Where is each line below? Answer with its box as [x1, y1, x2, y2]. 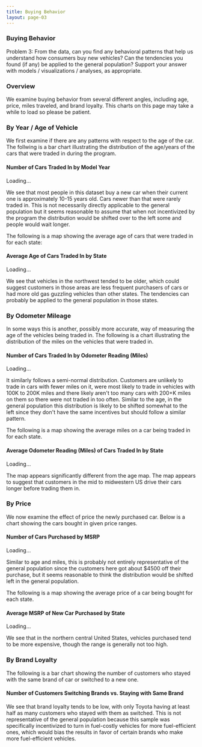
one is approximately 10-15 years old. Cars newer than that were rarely [6, 195, 181, 202]
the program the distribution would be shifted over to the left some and [6, 214, 182, 221]
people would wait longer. [6, 221, 70, 228]
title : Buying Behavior [6, 8, 66, 15]
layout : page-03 [6, 14, 47, 20]
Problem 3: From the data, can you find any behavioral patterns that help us [6, 47, 194, 55]
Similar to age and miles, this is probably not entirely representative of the [6, 558, 189, 566]
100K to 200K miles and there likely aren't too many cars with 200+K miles [6, 389, 191, 397]
